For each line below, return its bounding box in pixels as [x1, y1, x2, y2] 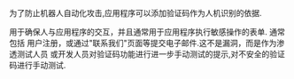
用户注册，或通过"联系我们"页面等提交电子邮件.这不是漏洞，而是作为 [26, 38, 277, 48]
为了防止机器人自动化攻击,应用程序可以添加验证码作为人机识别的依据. [9, 8, 263, 18]
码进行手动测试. [9, 60, 66, 70]
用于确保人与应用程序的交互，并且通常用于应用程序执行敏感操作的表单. [9, 27, 268, 37]
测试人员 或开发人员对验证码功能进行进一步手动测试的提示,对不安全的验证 [16, 49, 285, 59]
